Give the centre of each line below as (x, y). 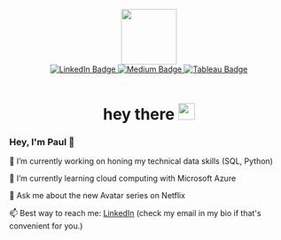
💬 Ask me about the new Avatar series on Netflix (98, 196)
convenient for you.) (46, 226)
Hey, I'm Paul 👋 (42, 143)
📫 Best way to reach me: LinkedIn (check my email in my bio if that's (135, 213)
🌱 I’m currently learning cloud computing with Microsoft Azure (123, 178)
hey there (139, 115)
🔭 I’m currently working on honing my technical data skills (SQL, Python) (141, 161)
